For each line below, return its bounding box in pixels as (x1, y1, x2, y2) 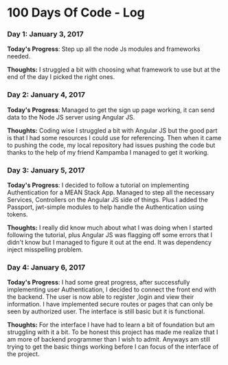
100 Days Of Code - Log (7, 5, 146, 21)
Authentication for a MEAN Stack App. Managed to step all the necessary (7, 188, 215, 197)
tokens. (7, 210, 29, 219)
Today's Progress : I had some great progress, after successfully (7, 278, 190, 287)
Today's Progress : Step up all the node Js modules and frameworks (7, 45, 201, 53)
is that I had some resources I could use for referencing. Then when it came (7, 133, 222, 142)
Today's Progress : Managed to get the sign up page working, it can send (7, 105, 215, 114)
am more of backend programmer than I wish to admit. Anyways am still (7, 335, 211, 344)
